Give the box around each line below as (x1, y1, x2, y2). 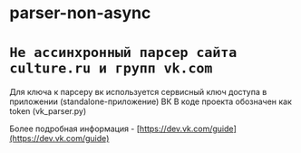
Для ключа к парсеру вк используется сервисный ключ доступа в (9, 87, 267, 98)
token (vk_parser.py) (9, 106, 87, 117)
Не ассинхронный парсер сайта (9, 44, 238, 62)
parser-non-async (9, 3, 151, 24)
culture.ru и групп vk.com (9, 60, 213, 77)
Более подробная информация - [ (9, 123, 141, 134)
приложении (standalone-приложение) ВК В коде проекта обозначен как (9, 96, 293, 107)
